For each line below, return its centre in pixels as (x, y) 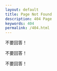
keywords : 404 (20, 23)
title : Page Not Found (28, 14)
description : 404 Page (28, 19)
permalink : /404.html (28, 28)
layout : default (22, 10)
